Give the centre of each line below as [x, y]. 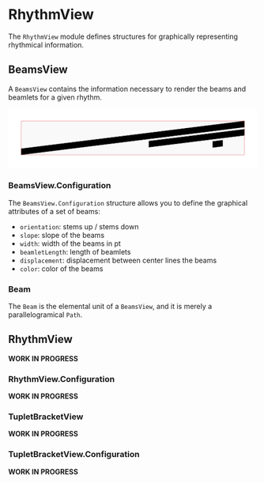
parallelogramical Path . [45, 315]
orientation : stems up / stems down [79, 226]
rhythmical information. [46, 44]
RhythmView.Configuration [62, 379]
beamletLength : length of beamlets [75, 251]
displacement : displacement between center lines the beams [118, 260]
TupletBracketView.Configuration [74, 455]
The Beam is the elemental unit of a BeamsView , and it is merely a [110, 306]
